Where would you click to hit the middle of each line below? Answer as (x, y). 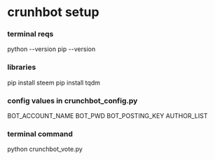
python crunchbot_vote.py (45, 149)
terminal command (40, 134)
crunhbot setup (53, 12)
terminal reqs (30, 34)
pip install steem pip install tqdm (54, 82)
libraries (22, 67)
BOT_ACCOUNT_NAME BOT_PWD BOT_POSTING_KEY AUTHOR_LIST (107, 116)
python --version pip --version (51, 49)
